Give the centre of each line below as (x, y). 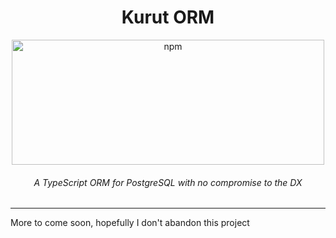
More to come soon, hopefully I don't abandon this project (130, 223)
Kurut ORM (168, 17)
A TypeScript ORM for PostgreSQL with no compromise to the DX (168, 182)
